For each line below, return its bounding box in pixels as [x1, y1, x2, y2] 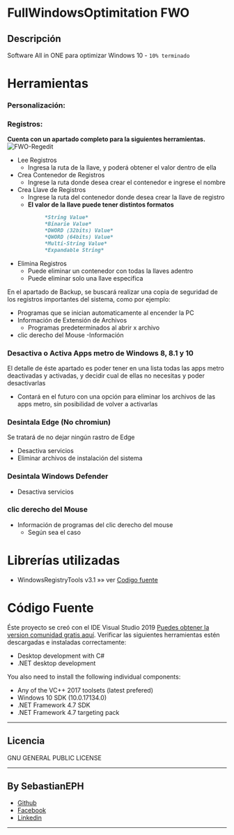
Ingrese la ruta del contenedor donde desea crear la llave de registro [27, 193, 225, 202]
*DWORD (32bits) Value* [44, 227, 114, 235]
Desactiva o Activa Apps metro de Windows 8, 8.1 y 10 [7, 348, 194, 357]
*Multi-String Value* [44, 239, 108, 247]
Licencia [7, 735, 45, 747]
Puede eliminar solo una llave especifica [27, 274, 143, 282]
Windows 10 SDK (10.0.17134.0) [17, 693, 107, 702]
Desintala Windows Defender [7, 471, 109, 481]
